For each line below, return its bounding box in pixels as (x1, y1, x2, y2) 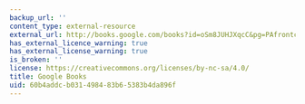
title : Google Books (9, 72, 88, 81)
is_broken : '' (9, 55, 64, 64)
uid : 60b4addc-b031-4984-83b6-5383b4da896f (9, 80, 177, 90)
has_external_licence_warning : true (9, 38, 148, 48)
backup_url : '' (9, 13, 67, 23)
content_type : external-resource (9, 22, 136, 31)
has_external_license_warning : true (9, 47, 148, 56)
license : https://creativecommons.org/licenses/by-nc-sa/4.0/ (9, 64, 250, 73)
